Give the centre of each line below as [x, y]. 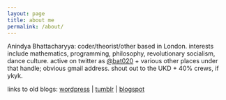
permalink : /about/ [36, 26]
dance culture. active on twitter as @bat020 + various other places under [113, 61]
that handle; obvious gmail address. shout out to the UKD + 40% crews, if [113, 68]
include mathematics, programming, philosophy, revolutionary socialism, [111, 53]
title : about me [31, 20]
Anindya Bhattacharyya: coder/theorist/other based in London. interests [111, 47]
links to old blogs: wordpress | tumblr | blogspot [76, 89]
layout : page [26, 14]
